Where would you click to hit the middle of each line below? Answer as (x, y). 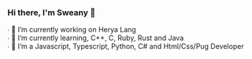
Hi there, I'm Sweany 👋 (52, 13)
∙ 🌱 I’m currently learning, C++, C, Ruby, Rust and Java (96, 38)
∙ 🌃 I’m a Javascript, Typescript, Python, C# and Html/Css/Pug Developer (126, 46)
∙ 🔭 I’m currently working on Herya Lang (72, 30)
